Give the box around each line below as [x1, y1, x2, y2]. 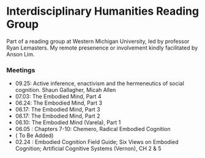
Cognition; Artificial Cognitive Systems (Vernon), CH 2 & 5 [15, 145, 162, 152]
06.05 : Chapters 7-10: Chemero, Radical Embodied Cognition [15, 126, 171, 133]
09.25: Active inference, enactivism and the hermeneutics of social [15, 80, 185, 87]
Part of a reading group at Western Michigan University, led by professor [6, 37, 190, 45]
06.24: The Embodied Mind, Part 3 [15, 99, 103, 107]
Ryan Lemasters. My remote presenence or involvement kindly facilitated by [6, 44, 198, 51]
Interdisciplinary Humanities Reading [6, 4, 199, 18]
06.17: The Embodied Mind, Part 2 [15, 112, 100, 120]
